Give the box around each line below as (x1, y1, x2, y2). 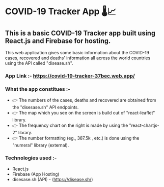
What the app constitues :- (5, 85, 70, 92)
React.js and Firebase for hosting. (5, 37, 111, 45)
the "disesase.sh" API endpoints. (12, 104, 79, 111)
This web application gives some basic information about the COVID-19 (5, 50, 150, 55)
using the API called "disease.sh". (5, 60, 74, 66)
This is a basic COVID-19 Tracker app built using (5, 29, 156, 37)
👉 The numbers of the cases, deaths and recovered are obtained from (12, 97, 156, 103)
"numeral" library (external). (12, 142, 69, 148)
